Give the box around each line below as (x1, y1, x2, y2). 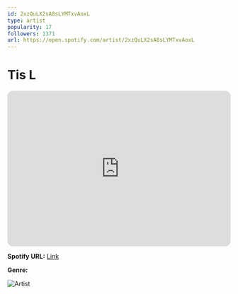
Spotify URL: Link (7, 252, 59, 261)
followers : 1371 (7, 30, 55, 37)
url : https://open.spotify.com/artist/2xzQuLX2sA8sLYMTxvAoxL (7, 37, 195, 44)
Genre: (7, 266, 28, 274)
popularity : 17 (7, 23, 52, 30)
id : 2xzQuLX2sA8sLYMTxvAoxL (7, 10, 91, 18)
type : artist (7, 17, 46, 24)
